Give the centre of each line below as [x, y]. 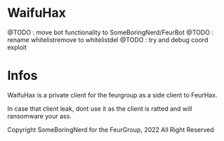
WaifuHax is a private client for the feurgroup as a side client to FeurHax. [112, 95]
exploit [17, 47]
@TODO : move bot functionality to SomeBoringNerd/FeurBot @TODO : [111, 32]
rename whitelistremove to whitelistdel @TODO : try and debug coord [108, 39]
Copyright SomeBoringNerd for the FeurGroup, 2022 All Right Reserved [111, 129]
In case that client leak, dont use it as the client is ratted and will [100, 108]
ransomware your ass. [40, 116]
